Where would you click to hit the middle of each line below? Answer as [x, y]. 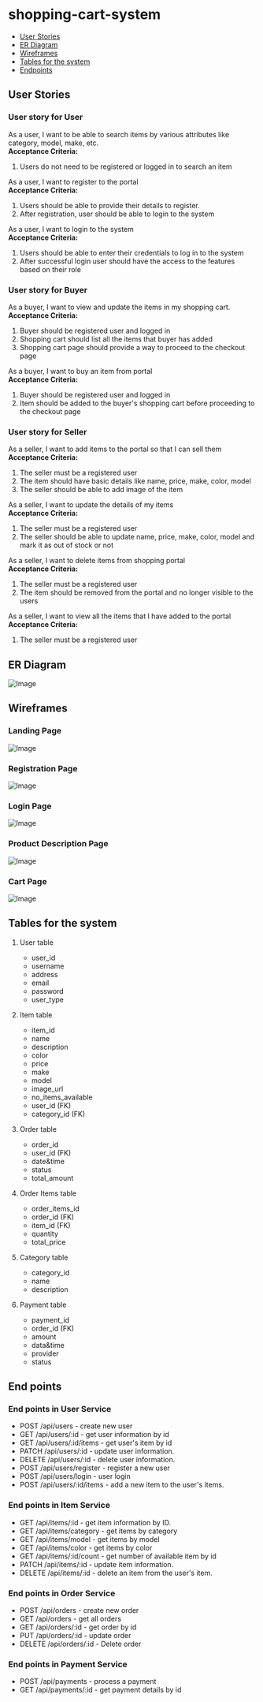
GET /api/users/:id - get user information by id [94, 1435]
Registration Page [43, 768]
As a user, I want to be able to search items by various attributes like [119, 134]
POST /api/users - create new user [76, 1426]
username [48, 966]
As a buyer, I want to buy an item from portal [80, 371]
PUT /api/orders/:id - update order [75, 1635]
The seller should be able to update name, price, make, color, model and [137, 537]
